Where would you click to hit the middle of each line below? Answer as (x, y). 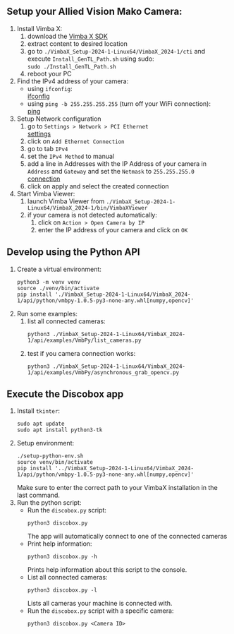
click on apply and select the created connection (98, 186)
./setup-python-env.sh (50, 456)
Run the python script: (49, 503)
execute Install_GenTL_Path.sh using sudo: (91, 59)
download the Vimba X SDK (68, 36)
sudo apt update (41, 424)
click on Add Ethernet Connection (76, 141)
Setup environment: (45, 443)
